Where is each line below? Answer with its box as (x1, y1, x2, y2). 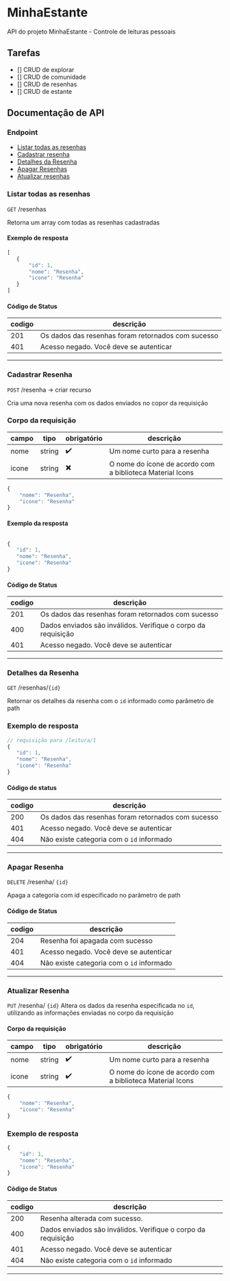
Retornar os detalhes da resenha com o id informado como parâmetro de (7, 697, 214, 705)
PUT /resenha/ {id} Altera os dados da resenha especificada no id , (7, 1001, 195, 1009)
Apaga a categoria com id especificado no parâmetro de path (7, 891, 181, 900)
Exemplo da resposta (7, 519, 68, 527)
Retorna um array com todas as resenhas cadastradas (7, 218, 160, 227)
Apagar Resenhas (16, 165, 68, 173)
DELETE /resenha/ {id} (7, 878, 68, 886)
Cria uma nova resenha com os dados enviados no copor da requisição (7, 398, 209, 407)
